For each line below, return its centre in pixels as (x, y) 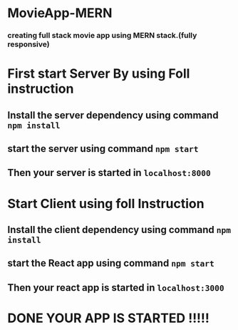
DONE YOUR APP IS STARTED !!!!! (109, 318)
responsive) (29, 44)
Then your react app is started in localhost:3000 (116, 288)
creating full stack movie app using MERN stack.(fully (102, 36)
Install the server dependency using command (113, 115)
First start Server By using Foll (99, 74)
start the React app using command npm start (111, 263)
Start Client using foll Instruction (106, 203)
